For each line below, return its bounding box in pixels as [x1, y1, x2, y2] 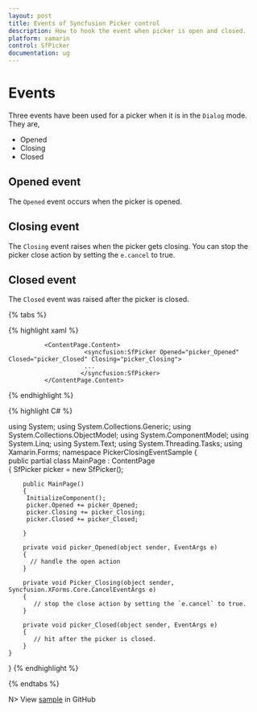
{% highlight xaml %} [8, 325, 79, 335]
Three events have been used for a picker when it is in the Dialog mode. [8, 110, 247, 120]
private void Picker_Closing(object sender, [23, 579, 175, 587]
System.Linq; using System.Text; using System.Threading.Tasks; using [8, 439, 243, 449]
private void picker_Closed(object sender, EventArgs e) [23, 621, 218, 629]
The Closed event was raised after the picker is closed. [8, 295, 189, 304]
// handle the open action [29, 557, 121, 566]
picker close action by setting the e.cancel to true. [8, 250, 176, 259]
